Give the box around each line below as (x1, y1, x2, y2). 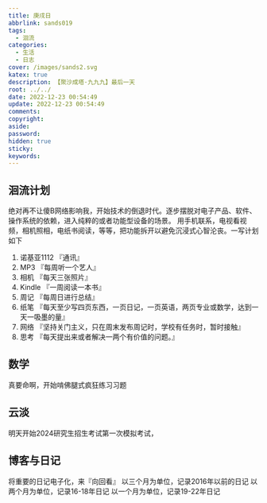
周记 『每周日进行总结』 (19, 292, 99, 302)
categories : (8, 41, 48, 49)
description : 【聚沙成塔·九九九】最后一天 (8, 78, 135, 86)
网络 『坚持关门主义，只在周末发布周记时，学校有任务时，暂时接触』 (19, 323, 245, 332)
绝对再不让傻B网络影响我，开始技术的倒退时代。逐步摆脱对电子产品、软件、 (8, 206, 257, 215)
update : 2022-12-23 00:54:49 (8, 100, 105, 108)
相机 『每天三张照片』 (19, 273, 92, 282)
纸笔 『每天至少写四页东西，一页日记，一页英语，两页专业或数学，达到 (19, 303, 252, 312)
